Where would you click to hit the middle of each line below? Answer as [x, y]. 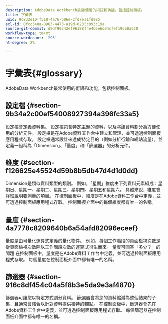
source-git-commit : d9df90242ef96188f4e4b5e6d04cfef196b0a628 [72, 29]
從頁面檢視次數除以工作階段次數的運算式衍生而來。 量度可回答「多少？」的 [83, 247]
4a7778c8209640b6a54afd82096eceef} [72, 228]
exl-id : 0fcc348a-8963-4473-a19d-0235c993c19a [55, 24]
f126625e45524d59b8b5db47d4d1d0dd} [72, 171]
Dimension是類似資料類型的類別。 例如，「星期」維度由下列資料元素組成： [82, 183]
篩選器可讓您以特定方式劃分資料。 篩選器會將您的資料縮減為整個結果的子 [81, 297]
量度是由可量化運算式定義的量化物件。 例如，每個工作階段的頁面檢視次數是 [83, 241]
